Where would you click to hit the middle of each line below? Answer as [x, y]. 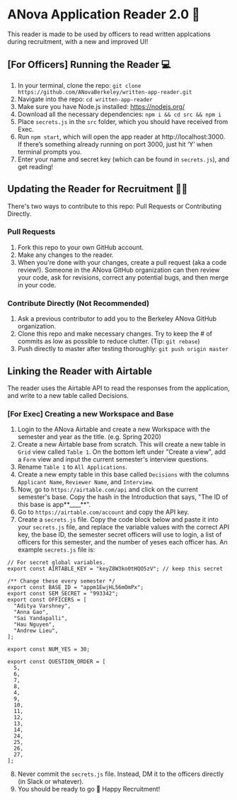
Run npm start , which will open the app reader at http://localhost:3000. [121, 137]
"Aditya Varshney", [42, 606]
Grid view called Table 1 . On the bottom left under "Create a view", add [122, 452]
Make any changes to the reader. [66, 255]
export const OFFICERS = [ [47, 600]
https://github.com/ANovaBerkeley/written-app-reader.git [105, 92]
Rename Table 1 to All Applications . [72, 467]
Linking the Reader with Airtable [80, 371]
